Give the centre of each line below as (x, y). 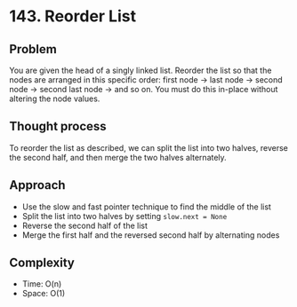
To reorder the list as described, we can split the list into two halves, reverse (149, 147)
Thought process (58, 126)
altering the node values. (55, 98)
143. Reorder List (72, 16)
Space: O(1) (44, 294)
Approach (37, 185)
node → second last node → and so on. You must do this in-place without (144, 89)
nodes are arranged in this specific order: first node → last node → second (146, 80)
